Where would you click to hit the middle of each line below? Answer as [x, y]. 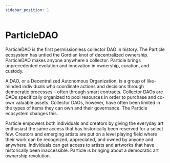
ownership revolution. [28, 155]
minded [13, 86]
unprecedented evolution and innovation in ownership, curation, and [77, 65]
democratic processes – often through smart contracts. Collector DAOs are [84, 92]
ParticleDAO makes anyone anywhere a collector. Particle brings [73, 60]
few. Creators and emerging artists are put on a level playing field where [81, 134]
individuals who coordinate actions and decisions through [83, 86]
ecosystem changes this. [32, 113]
